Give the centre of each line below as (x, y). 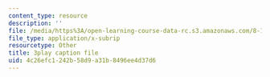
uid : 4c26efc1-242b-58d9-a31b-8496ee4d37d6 (82, 61)
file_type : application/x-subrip (64, 38)
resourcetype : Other (43, 46)
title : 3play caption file (53, 53)
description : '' (35, 23)
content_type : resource (48, 16)
